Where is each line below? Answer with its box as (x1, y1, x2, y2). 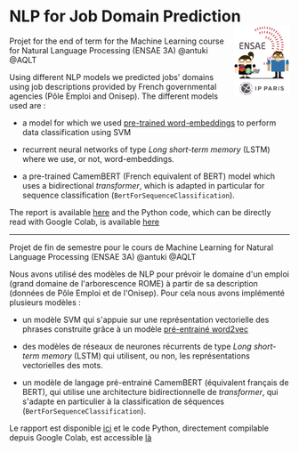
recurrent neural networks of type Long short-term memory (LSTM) (21, 144, 271, 155)
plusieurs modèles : (9, 296, 82, 308)
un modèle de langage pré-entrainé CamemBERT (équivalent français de (21, 376, 289, 388)
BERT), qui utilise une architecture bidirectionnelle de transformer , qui (21, 386, 279, 397)
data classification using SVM (21, 126, 132, 137)
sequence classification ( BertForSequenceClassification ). (21, 190, 236, 200)
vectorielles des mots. (21, 359, 104, 370)
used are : (9, 100, 46, 110)
